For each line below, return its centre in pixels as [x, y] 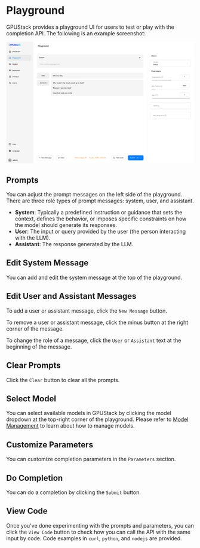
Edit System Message [47, 263]
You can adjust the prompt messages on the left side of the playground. [94, 195]
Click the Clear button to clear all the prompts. [63, 380]
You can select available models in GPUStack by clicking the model [89, 413]
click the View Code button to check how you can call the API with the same [99, 532]
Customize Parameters [50, 445]
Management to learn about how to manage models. [70, 426]
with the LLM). [33, 238]
